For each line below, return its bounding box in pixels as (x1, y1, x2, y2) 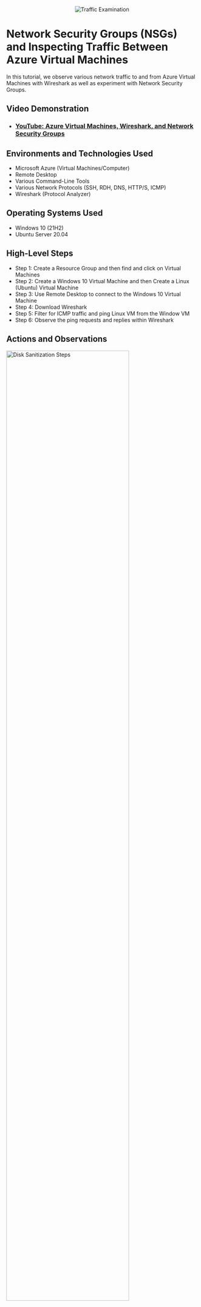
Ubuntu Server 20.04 (15, 230, 69, 238)
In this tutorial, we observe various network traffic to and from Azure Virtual (6, 73, 196, 80)
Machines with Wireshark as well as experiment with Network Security (6, 79, 183, 86)
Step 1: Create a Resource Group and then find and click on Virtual (15, 264, 181, 272)
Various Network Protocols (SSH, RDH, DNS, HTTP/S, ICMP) (15, 184, 166, 191)
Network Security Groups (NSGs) (6, 27, 178, 41)
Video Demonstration (6, 104, 89, 114)
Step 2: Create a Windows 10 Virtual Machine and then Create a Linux (15, 277, 189, 284)
